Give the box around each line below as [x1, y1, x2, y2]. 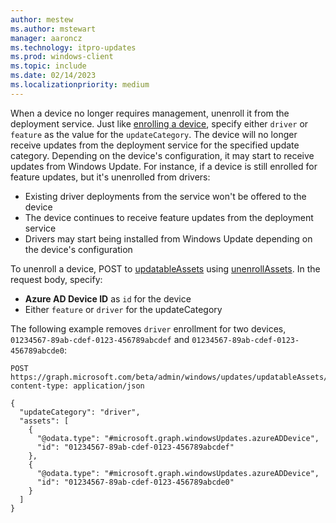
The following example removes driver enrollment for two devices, [10, 322, 287, 335]
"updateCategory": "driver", [19, 407, 141, 417]
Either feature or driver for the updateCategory [24, 303, 223, 315]
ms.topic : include [10, 61, 87, 71]
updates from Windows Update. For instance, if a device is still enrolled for [10, 160, 318, 172]
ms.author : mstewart [10, 24, 97, 34]
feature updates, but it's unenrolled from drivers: [10, 171, 211, 183]
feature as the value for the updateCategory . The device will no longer [10, 128, 298, 140]
